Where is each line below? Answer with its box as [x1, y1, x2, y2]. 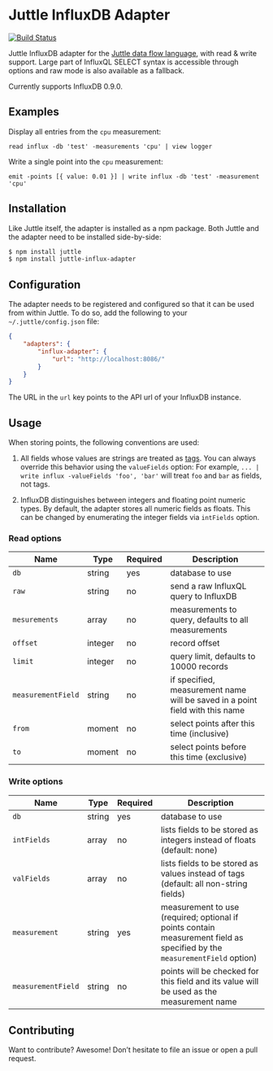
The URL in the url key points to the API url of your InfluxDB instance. [8, 392, 242, 402]
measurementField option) [160, 952, 258, 964]
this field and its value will [160, 975, 259, 986]
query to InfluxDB [170, 591, 237, 602]
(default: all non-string [160, 877, 248, 889]
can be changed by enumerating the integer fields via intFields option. [19, 513, 260, 522]
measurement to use [160, 901, 240, 912]
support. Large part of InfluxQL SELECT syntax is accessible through [8, 57, 239, 67]
